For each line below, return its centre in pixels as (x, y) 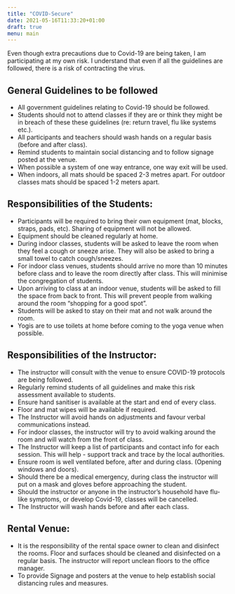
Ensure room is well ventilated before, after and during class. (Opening (120, 462)
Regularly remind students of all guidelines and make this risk (106, 387)
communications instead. (54, 424)
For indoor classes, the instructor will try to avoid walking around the (116, 432)
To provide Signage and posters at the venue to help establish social (116, 575)
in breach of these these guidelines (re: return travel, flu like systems (117, 122)
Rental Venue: (39, 529)
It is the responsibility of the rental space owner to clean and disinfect (118, 545)
